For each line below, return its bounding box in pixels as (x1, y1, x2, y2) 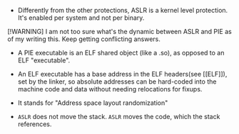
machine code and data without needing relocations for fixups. (17, 85, 203, 93)
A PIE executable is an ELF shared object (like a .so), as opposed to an (17, 49, 225, 57)
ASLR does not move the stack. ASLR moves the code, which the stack (17, 113, 220, 121)
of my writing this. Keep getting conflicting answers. (7, 35, 161, 43)
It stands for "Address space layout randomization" (17, 99, 168, 107)
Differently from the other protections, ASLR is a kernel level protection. (17, 6, 228, 14)
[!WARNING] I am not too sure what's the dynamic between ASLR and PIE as (7, 28, 232, 35)
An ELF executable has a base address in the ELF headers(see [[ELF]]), (17, 70, 228, 78)
